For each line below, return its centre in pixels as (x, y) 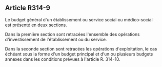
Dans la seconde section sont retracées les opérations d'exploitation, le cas (81, 49)
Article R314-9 (28, 8)
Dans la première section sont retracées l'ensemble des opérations (72, 34)
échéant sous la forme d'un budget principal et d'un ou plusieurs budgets (79, 54)
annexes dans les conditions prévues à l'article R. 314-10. (63, 59)
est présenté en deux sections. (36, 25)
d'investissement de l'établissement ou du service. (56, 39)
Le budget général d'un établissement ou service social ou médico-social (79, 19)
